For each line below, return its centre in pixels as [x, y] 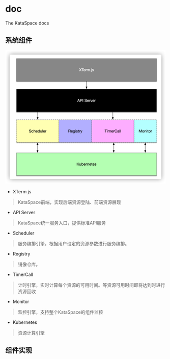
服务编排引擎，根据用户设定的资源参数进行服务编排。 [74, 243]
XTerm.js [22, 191]
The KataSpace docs [27, 23]
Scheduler [23, 233]
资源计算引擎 [31, 332]
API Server [24, 212]
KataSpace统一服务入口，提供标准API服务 [62, 223]
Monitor [21, 301]
